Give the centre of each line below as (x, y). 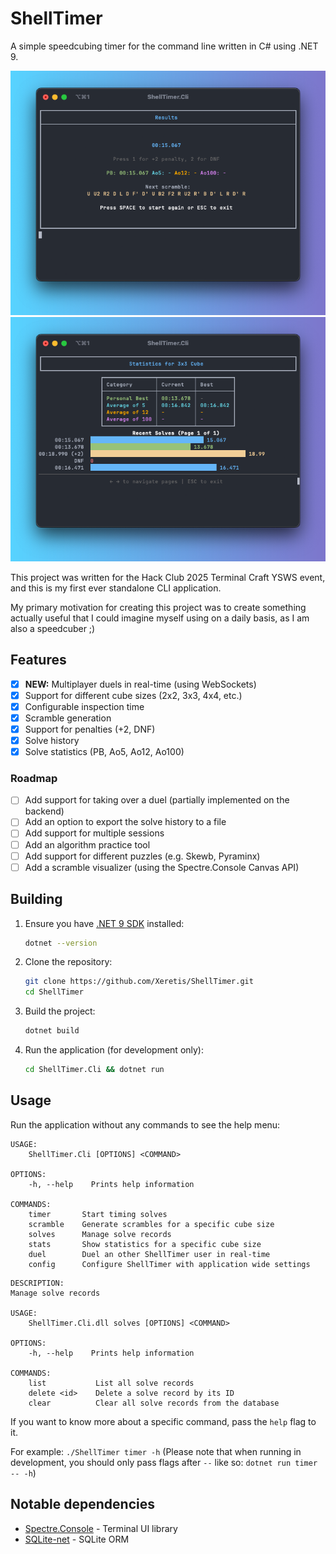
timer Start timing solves (98, 1214)
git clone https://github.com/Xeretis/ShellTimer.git (139, 982)
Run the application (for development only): (114, 1050)
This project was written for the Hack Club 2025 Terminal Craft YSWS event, (168, 577)
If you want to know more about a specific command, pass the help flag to (163, 1421)
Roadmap (34, 778)
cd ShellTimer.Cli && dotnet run (94, 1070)
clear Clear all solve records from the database (154, 1403)
